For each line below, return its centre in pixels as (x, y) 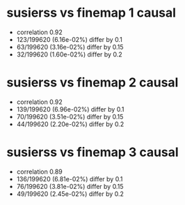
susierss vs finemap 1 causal (91, 13)
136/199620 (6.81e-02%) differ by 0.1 (70, 179)
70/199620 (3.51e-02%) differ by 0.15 (70, 116)
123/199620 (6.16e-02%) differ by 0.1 (69, 39)
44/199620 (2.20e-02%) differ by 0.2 (70, 124)
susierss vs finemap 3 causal (92, 152)
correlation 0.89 (40, 172)
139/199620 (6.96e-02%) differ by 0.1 (70, 109)
